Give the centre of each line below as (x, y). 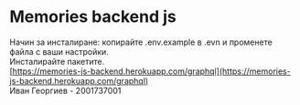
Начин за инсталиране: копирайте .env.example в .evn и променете (141, 42)
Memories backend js (93, 17)
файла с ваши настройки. (59, 51)
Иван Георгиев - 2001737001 (65, 90)
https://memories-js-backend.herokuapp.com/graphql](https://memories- (151, 71)
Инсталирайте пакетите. (57, 61)
